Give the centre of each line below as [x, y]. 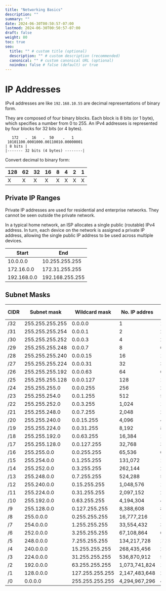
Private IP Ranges [33, 198]
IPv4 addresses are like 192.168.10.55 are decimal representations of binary [83, 103]
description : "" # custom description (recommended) [65, 56]
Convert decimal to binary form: [38, 160]
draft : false [19, 33]
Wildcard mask [93, 312]
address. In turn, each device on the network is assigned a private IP [75, 230]
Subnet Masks [28, 295]
